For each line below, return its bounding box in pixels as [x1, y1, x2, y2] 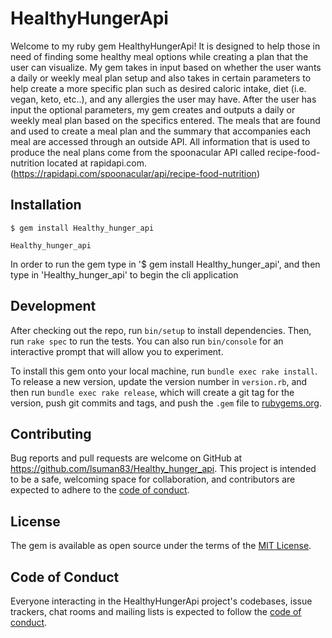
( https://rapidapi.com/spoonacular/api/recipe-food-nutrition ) [10, 167, 260, 179]
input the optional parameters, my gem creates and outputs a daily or [10, 103, 296, 116]
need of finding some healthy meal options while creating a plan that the [10, 50, 309, 62]
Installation [10, 197, 82, 214]
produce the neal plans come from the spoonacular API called [10, 146, 266, 158]
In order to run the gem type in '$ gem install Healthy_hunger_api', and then [10, 258, 321, 270]
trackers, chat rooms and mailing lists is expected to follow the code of [10, 606, 302, 617]
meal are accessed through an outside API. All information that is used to [10, 135, 311, 147]
